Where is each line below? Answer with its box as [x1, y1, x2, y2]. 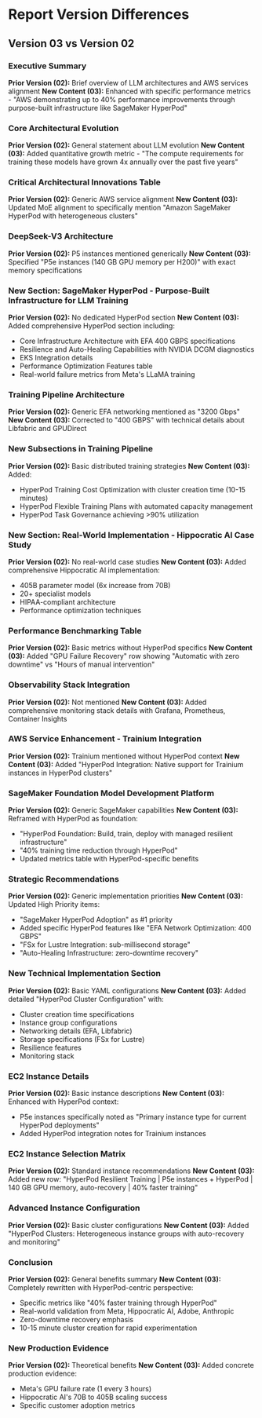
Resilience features [19, 1043, 82, 1052]
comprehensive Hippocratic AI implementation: [8, 565, 160, 575]
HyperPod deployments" [19, 1120, 100, 1130]
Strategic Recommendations [8, 874, 119, 885]
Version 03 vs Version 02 [8, 37, 135, 50]
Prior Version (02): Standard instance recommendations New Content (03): [8, 1166, 255, 1175]
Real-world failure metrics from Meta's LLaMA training [19, 370, 195, 379]
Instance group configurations [19, 1018, 118, 1027]
